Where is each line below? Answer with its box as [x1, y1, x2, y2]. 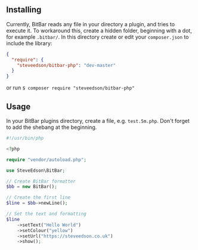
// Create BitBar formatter [6, 178, 76, 184]
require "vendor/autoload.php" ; [6, 156, 86, 163]
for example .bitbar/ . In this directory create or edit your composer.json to [6, 33, 189, 41]
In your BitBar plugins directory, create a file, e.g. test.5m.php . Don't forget [6, 118, 190, 124]
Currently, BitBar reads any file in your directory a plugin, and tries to [6, 20, 175, 27]
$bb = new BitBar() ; [6, 184, 58, 190]
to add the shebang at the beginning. [6, 124, 97, 131]
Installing [6, 5, 42, 15]
